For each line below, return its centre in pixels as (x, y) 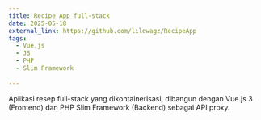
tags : (17, 38)
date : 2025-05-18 (38, 23)
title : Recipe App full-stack (59, 16)
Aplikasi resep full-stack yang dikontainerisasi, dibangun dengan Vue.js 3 (130, 98)
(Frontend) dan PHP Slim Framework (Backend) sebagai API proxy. (119, 107)
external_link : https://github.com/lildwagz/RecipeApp (103, 31)
